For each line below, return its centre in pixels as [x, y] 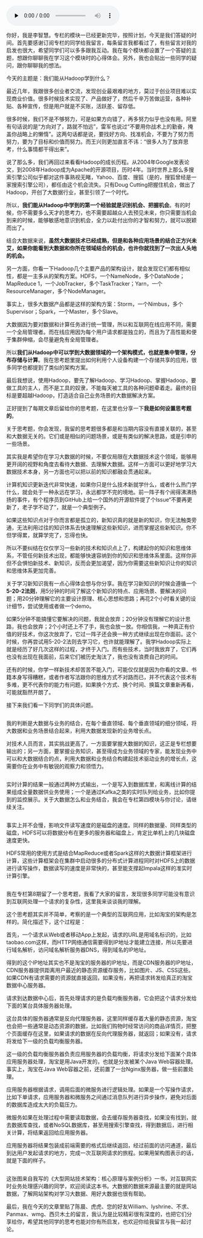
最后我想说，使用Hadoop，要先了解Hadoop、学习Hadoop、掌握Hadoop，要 [101, 380]
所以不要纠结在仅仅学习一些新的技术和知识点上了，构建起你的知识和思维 [96, 548]
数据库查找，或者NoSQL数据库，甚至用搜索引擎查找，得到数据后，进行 [100, 1125]
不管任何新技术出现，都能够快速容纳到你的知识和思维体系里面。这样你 [104, 556]
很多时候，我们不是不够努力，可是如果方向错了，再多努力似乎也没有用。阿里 [101, 119]
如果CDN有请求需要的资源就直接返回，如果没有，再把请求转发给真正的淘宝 [99, 978]
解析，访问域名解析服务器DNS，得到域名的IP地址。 [86, 950]
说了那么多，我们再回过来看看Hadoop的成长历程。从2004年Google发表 [95, 162]
